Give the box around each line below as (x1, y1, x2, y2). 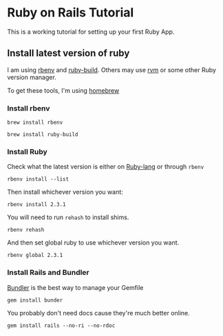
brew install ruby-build (7, 131, 78, 138)
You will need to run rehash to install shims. (7, 213, 129, 221)
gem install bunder (7, 297, 63, 304)
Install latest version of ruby (7, 47, 130, 59)
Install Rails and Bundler (7, 268, 89, 278)
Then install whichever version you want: (7, 188, 124, 197)
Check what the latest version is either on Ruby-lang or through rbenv (7, 163, 204, 171)
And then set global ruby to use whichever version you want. (7, 238, 180, 247)
